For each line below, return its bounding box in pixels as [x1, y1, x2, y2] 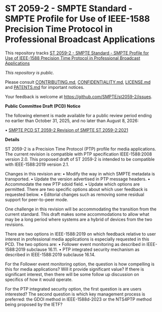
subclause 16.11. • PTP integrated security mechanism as [26, 246, 140, 252]
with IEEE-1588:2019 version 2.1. [5, 161, 69, 167]
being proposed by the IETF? [5, 301, 63, 307]
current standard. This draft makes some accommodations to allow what [5, 211, 149, 217]
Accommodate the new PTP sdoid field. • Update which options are [5, 181, 140, 187]
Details [5, 137, 20, 142]
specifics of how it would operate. [5, 277, 73, 282]
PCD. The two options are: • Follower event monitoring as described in [5, 241, 146, 247]
